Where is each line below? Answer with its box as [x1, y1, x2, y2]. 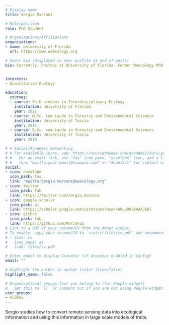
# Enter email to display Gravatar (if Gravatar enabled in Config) [5, 253, 152, 258]
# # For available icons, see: [5, 151, 71, 156]
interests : [5, 76, 28, 81]
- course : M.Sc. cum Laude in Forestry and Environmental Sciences [10, 113, 154, 118]
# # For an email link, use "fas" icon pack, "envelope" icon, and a [5, 155, 158, 160]
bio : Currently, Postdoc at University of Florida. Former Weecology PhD [5, 62, 163, 68]
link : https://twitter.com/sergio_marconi [10, 192, 100, 198]
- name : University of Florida [5, 44, 71, 49]
